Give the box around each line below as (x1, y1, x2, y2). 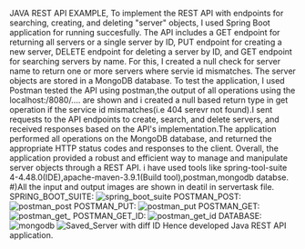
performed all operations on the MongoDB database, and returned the (9, 134, 272, 144)
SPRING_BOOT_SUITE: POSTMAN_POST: (9, 191, 241, 202)
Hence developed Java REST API (162, 220, 287, 231)
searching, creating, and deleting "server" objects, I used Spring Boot (9, 17, 270, 28)
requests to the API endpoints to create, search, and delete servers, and (9, 114, 280, 124)
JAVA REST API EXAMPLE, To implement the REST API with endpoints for (9, 8, 284, 18)
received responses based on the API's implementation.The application (9, 124, 277, 134)
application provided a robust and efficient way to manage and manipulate (9, 153, 289, 163)
